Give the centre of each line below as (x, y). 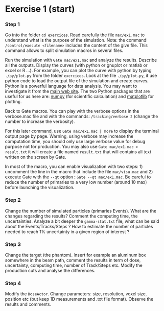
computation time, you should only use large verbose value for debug (75, 142)
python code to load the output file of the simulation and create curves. (77, 81)
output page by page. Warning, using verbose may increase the (69, 136)
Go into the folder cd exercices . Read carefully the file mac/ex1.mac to (75, 35)
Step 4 (13, 283)
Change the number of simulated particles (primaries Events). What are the (81, 211)
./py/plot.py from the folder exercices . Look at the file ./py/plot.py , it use (81, 76)
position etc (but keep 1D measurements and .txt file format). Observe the (79, 299)
